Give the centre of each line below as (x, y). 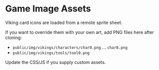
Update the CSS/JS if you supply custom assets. (56, 62)
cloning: (14, 37)
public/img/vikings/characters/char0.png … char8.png (70, 47)
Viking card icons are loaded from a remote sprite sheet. (64, 22)
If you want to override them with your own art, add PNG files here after (80, 32)
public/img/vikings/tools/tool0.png (51, 53)
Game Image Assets (48, 9)
